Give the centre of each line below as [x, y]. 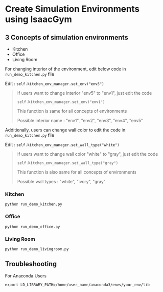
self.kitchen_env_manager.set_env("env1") [61, 102]
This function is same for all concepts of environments [72, 111]
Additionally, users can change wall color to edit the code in [65, 130]
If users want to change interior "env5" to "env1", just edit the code [84, 93]
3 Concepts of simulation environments [67, 37]
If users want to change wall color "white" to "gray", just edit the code [87, 154]
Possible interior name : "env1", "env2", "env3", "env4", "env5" [80, 120]
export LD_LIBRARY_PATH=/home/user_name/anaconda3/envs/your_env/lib [78, 285]
